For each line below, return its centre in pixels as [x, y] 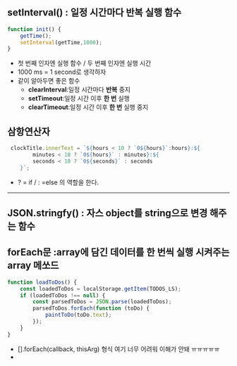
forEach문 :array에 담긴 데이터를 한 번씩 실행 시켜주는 [119, 252]
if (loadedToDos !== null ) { [63, 295]
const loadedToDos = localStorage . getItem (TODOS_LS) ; [101, 289]
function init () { [34, 29]
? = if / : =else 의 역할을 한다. [58, 182]
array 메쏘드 [33, 266]
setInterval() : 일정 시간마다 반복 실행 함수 [95, 13]
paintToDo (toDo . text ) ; [78, 315]
